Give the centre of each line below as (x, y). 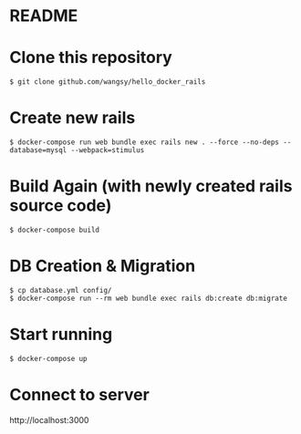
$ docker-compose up (49, 358)
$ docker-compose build (55, 230)
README (44, 16)
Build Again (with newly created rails (151, 186)
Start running (61, 335)
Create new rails (73, 118)
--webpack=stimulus (108, 150)
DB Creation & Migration (103, 266)
